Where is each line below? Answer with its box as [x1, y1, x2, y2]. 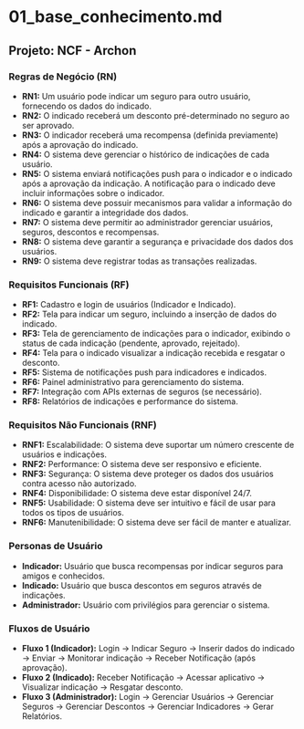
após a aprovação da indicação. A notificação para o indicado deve [21, 178, 276, 189]
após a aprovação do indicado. [21, 139, 139, 150]
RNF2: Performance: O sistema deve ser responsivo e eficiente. [21, 459, 262, 470]
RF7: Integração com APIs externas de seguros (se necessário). [21, 386, 262, 398]
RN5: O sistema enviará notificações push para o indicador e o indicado [21, 168, 293, 179]
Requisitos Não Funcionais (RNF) [8, 419, 157, 432]
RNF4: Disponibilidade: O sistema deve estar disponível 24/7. [21, 488, 252, 499]
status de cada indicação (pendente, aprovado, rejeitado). [21, 338, 241, 349]
